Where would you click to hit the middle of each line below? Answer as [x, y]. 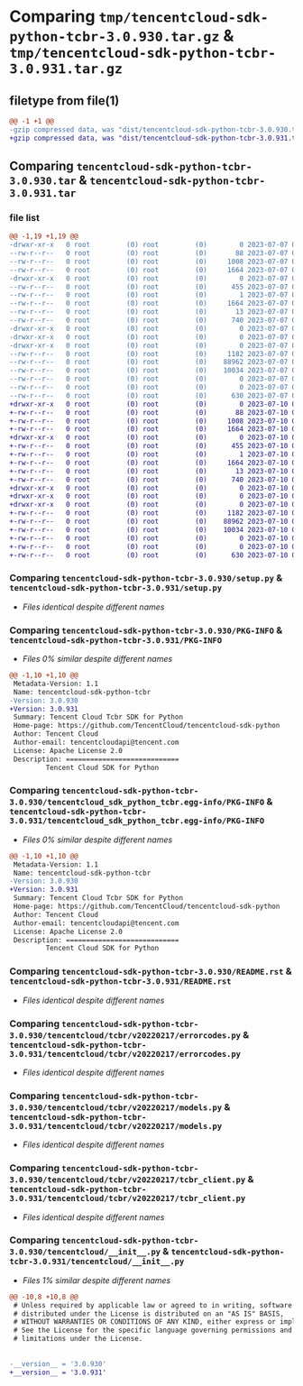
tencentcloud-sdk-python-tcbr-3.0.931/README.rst [120, 982]
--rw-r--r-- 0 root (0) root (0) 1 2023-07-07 [149, 295]
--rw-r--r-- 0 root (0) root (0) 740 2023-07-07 [149, 321]
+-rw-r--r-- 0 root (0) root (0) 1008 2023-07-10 [149, 421]
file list [25, 217]
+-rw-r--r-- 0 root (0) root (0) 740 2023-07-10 [149, 480]
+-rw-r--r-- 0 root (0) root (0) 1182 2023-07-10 [149, 513]
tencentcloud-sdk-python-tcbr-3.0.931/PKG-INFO [116, 640]
